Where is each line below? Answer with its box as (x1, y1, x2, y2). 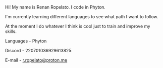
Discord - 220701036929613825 (5, 48, 72, 53)
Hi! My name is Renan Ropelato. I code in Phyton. (5, 4, 106, 10)
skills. (5, 29, 17, 34)
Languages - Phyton (5, 38, 47, 44)
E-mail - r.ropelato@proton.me (5, 57, 67, 63)
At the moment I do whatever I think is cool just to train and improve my (5, 23, 151, 29)
